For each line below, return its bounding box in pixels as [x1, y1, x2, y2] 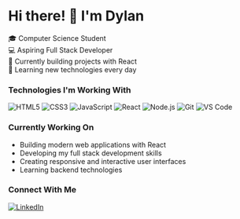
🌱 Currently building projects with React [8, 57, 138, 66]
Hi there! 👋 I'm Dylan [8, 7, 145, 25]
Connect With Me [8, 184, 77, 195]
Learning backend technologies [19, 165, 123, 174]
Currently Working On [8, 122, 94, 133]
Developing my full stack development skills [19, 148, 163, 158]
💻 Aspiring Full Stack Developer [8, 45, 113, 54]
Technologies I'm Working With [8, 84, 131, 95]
